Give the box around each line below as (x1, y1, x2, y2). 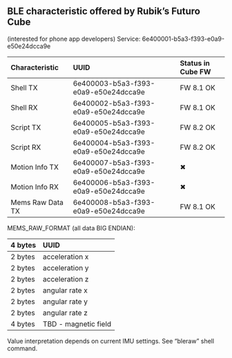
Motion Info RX (10, 182, 59, 192)
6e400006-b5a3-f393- (72, 177, 155, 187)
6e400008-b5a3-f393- (72, 197, 155, 207)
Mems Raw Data (10, 197, 64, 207)
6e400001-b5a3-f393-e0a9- (142, 34, 225, 43)
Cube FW (180, 67, 211, 77)
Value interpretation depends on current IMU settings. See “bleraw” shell (7, 337, 215, 345)
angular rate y (42, 297, 88, 306)
